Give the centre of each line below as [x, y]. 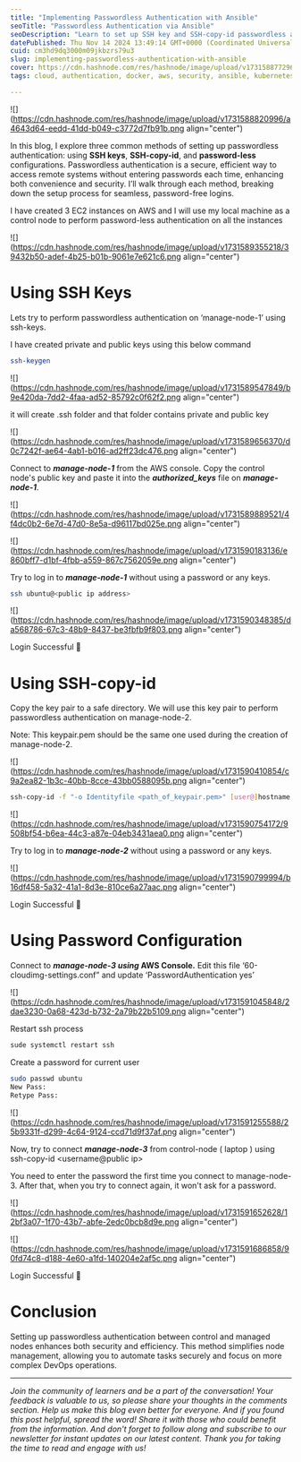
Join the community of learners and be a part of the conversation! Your [142, 1390]
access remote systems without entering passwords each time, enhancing [147, 174]
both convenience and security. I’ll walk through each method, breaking [142, 184]
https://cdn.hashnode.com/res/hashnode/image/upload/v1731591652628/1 [150, 1212]
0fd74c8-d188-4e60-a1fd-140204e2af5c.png [94, 1258]
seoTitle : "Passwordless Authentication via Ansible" [113, 26]
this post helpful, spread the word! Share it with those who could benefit [143, 1419]
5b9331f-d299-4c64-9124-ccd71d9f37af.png [94, 1131]
